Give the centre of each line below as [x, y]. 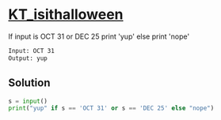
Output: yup [28, 58]
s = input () [28, 101]
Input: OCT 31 [32, 51]
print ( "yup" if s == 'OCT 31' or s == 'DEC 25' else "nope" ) [111, 108]
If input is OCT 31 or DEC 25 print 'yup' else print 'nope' [99, 36]
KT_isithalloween [66, 15]
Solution [29, 83]
